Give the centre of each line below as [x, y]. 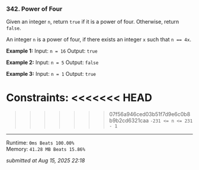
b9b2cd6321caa [129, 121]
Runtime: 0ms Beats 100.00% [40, 143]
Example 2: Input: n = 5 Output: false [52, 62]
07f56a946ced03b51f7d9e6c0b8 [150, 114]
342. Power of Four [34, 9]
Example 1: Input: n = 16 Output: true [52, 51]
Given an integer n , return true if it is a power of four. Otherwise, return [93, 22]
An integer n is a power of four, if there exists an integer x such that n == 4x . [99, 40]
